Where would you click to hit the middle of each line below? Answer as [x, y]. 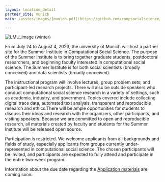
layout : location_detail [30, 10]
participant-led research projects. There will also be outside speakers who [80, 88]
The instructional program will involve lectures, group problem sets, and [78, 82]
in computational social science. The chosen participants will [92, 149]
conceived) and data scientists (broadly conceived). [58, 73]
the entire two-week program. [35, 160]
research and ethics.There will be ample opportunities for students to [75, 108]
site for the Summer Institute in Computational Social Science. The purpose [81, 52]
